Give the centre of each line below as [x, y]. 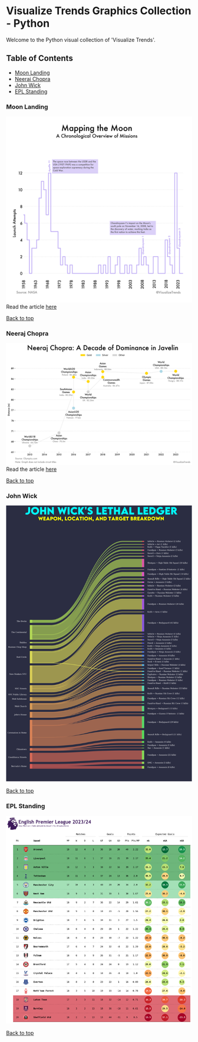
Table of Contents [40, 58]
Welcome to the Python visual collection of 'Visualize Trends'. [81, 40]
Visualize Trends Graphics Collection [99, 11]
